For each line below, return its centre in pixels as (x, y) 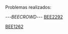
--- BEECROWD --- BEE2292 (34, 17)
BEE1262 (14, 26)
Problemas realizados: (28, 7)
